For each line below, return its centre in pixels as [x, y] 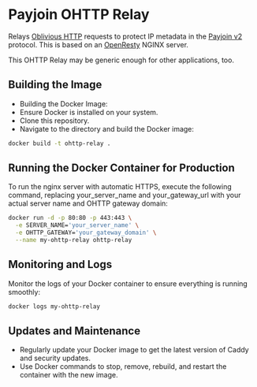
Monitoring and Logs [60, 264]
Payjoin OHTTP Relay [79, 15]
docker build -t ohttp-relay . [60, 143]
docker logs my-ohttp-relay [54, 306]
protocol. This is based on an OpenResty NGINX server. [99, 44]
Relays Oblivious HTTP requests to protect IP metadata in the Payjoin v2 [125, 36]
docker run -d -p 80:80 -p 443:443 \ [70, 218]
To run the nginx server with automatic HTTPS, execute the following [120, 187]
